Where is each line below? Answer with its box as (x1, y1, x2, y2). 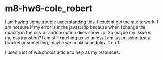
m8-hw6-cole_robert (5, 3, 93, 14)
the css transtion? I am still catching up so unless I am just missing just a (5, 35, 151, 40)
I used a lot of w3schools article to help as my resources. (5, 49, 120, 55)
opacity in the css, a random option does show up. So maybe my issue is (5, 29, 152, 35)
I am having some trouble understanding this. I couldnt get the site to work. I (5, 19, 159, 25)
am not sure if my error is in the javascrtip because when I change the (5, 24, 146, 30)
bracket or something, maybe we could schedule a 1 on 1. (5, 40, 121, 45)
